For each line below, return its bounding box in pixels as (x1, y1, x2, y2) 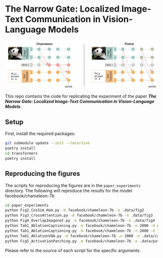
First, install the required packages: (5, 131, 76, 137)
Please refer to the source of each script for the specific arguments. (5, 247, 141, 253)
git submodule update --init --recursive (5, 141, 90, 146)
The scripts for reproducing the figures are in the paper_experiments (5, 182, 141, 188)
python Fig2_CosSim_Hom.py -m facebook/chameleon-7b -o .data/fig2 (5, 208, 145, 213)
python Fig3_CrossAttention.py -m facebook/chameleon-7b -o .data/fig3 (5, 213, 153, 218)
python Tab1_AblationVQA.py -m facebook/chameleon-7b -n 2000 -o (5, 233, 140, 239)
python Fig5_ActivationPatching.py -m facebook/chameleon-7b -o (5, 239, 138, 243)
